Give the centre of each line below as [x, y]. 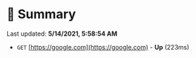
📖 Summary [41, 14]
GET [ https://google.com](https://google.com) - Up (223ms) [103, 47]
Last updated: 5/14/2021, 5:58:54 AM [62, 34]
